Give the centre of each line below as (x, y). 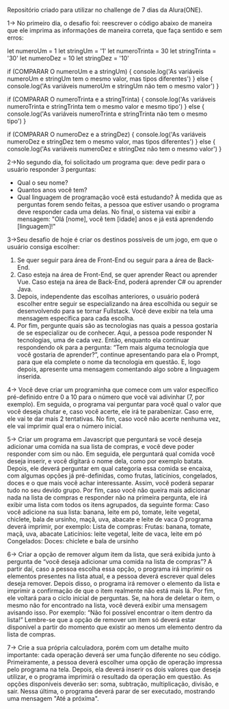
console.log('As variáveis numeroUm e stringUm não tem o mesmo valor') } (113, 86)
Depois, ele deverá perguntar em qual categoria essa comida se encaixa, (110, 468)
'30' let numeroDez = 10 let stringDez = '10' (68, 58)
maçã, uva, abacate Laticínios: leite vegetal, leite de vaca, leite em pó (105, 534)
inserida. (29, 376)
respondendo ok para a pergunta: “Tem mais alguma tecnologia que (113, 347)
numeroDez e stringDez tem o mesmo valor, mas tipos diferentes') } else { (111, 142)
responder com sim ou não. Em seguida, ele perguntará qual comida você (111, 454)
